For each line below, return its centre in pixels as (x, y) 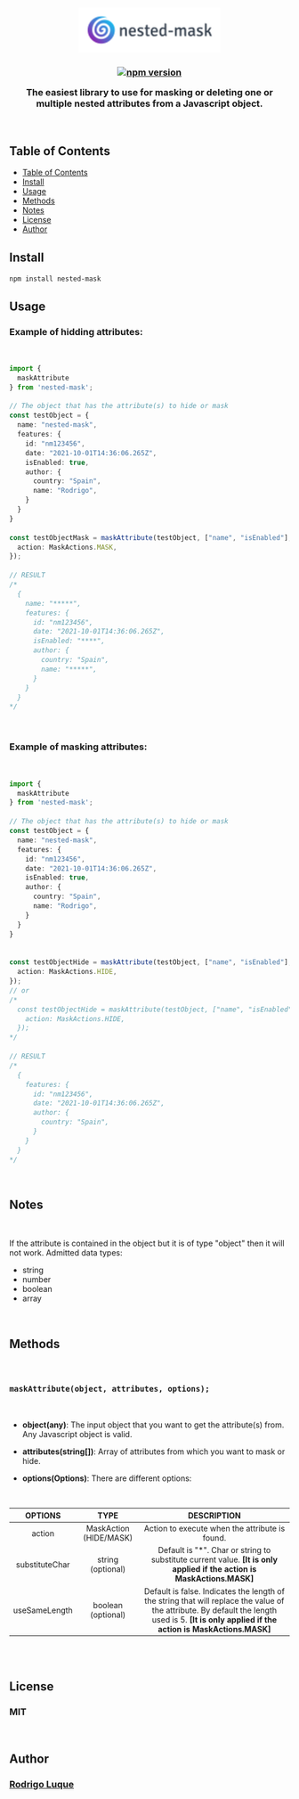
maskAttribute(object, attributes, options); (110, 1389)
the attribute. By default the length (214, 1610)
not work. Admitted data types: (66, 1253)
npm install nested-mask (55, 279)
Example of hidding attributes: (76, 331)
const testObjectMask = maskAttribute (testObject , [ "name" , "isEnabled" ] (149, 537)
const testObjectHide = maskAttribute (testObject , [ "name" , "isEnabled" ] (149, 962)
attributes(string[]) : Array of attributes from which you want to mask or (154, 1451)
